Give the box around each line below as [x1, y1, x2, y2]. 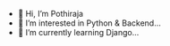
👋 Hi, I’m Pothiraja [17, 9, 83, 19]
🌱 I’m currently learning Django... [17, 27, 140, 37]
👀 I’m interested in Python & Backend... [17, 18, 161, 28]
